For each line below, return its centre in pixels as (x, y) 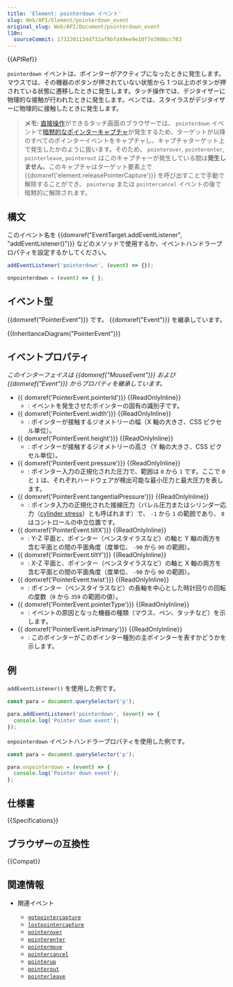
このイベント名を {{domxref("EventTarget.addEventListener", (95, 234)
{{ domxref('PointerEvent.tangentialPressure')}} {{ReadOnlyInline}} (113, 497)
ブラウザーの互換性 (48, 844)
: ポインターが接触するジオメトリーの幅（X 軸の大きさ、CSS (115, 422)
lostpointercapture (56, 925)
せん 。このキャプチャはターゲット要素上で (91, 167)
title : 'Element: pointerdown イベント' (64, 14)
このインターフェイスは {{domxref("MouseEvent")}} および (91, 375)
